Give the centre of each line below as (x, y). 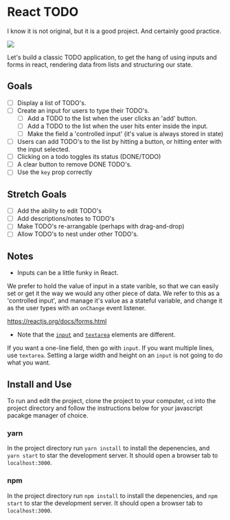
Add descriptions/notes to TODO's (66, 219)
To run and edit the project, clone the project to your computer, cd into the (112, 401)
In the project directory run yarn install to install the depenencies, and (108, 448)
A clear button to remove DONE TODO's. (74, 164)
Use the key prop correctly (55, 172)
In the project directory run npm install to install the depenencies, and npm (112, 495)
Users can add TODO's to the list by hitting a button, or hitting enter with (119, 142)
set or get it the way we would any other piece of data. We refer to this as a (113, 294)
